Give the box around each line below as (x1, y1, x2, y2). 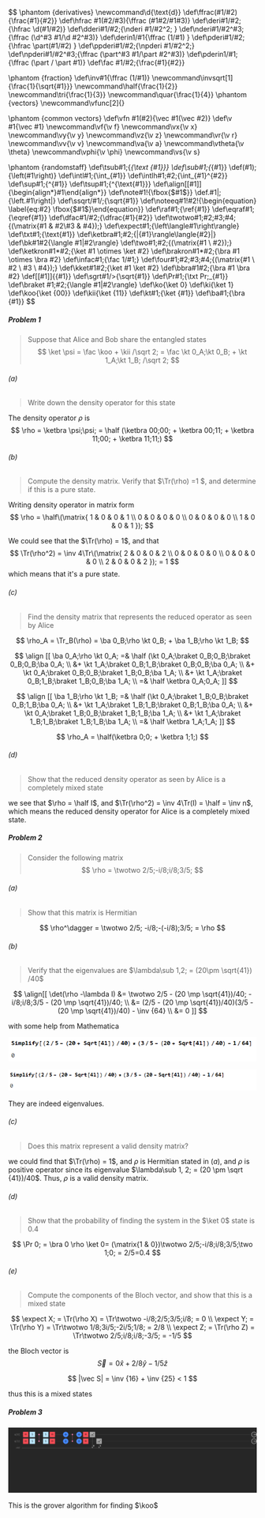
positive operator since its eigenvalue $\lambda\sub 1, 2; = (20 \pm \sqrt (8, 1165, 243, 1174)
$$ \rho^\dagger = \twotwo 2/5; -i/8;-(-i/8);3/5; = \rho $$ (39, 922, 226, 932)
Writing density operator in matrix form (8, 500, 135, 509)
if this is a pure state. (27, 485, 96, 494)
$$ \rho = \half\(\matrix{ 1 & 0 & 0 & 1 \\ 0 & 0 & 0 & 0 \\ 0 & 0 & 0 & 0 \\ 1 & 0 (9, 513, 256, 522)
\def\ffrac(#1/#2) (182, 8, 238, 17)
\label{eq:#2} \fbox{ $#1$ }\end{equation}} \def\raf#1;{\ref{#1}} (8, 205, 211, 213)
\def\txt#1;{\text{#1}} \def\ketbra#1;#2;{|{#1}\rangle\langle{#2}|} (8, 230, 217, 239)
